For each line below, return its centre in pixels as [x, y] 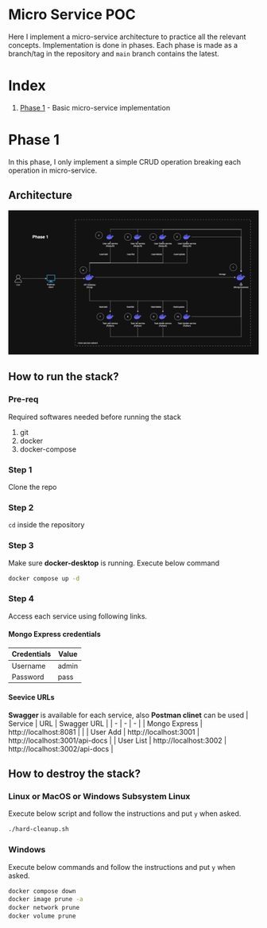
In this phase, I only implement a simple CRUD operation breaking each [124, 161]
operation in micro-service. [53, 170]
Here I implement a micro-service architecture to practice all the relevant [127, 37]
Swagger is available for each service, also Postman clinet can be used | [128, 715]
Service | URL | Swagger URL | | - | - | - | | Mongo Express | [105, 723]
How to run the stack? [64, 377]
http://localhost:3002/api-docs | [61, 748]
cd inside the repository [46, 525]
